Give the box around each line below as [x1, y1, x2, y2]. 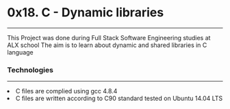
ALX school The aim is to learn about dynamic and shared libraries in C [7, 41, 207, 49]
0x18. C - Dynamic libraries [7, 5, 164, 20]
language [7, 48, 34, 56]
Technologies [7, 65, 53, 74]
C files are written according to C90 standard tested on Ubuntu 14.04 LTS [16, 94, 223, 103]
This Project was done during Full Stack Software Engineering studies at [7, 33, 211, 42]
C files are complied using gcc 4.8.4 [16, 87, 118, 95]
